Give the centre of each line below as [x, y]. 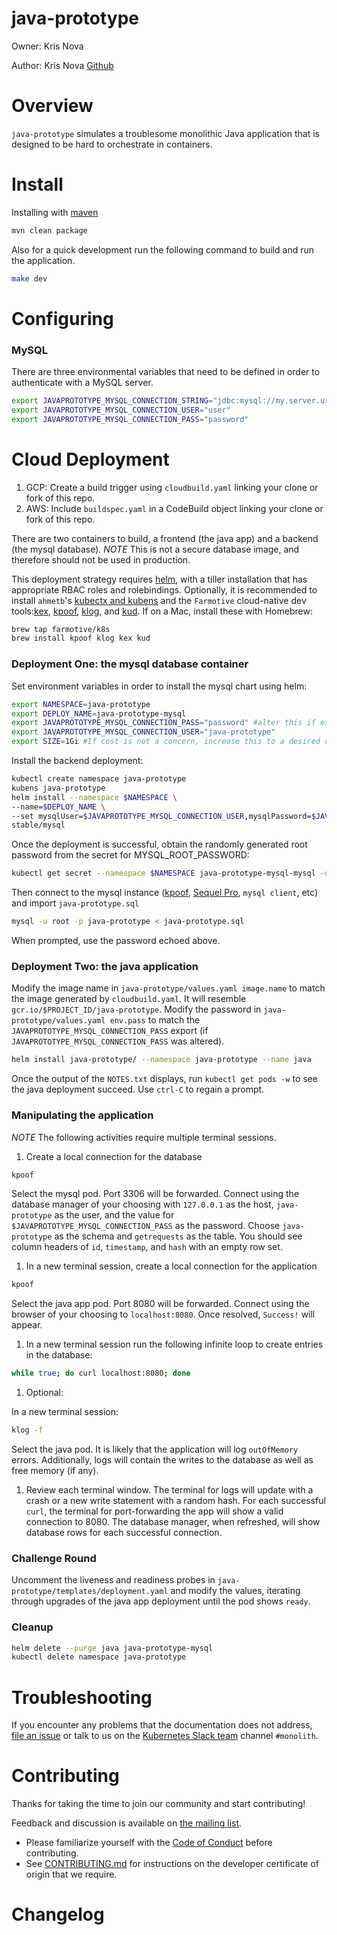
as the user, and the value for [114, 1215]
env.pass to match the [155, 1020]
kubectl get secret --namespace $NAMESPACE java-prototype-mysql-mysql [163, 873]
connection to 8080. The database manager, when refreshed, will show [173, 1521]
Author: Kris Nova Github [62, 65]
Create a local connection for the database [114, 1156]
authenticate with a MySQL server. [82, 383]
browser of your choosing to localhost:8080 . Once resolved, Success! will [163, 1314]
